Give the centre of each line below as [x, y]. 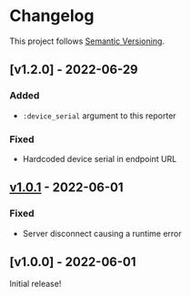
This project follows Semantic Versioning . [87, 41]
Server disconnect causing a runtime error [102, 233]
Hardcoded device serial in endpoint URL [100, 158]
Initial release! [35, 284]
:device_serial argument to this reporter [99, 116]
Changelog [52, 16]
